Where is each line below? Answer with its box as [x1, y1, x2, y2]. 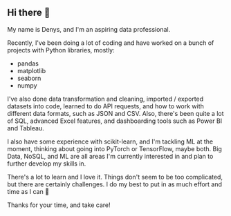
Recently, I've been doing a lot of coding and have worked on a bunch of [7, 39, 214, 47]
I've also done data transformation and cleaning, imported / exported [7, 95, 204, 103]
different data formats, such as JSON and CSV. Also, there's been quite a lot [7, 109, 224, 117]
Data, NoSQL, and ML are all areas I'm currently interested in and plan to [7, 152, 214, 160]
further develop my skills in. [7, 159, 86, 168]
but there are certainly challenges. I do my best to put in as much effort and [7, 180, 223, 188]
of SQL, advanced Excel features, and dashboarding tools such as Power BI [7, 117, 223, 125]
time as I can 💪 [7, 187, 50, 195]
